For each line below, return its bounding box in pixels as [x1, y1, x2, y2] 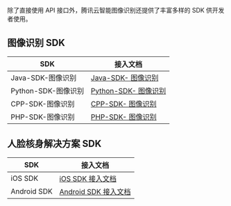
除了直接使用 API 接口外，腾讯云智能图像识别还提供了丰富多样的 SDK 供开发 [7, 6, 225, 14]
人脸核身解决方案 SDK [7, 138, 102, 150]
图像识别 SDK [7, 37, 65, 49]
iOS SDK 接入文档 [59, 173, 117, 183]
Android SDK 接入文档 [59, 187, 131, 196]
